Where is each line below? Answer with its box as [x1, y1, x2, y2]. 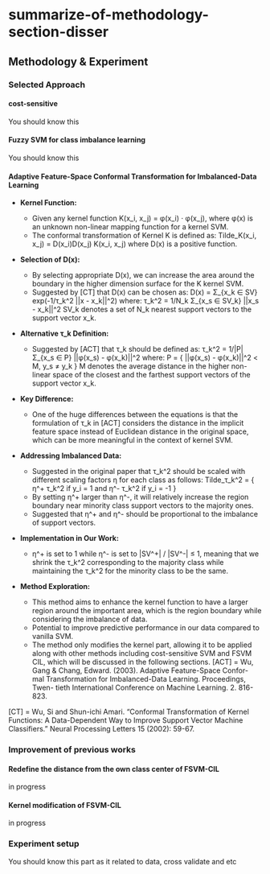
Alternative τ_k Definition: [19, 328, 109, 339]
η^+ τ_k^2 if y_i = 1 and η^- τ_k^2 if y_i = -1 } [31, 484, 177, 493]
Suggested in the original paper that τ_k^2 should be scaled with [31, 467, 246, 476]
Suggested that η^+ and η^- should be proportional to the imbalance [31, 509, 259, 519]
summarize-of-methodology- [8, 6, 209, 24]
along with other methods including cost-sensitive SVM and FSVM [31, 649, 252, 658]
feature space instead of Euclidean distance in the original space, [31, 427, 249, 436]
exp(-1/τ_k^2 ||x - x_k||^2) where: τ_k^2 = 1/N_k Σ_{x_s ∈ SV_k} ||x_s [31, 296, 260, 306]
